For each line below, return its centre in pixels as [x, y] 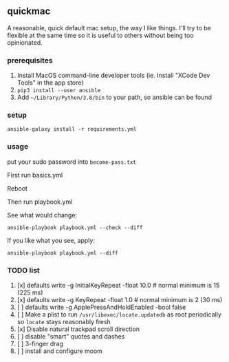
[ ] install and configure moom [60, 351]
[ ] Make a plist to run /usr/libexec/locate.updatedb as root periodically [119, 315]
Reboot [17, 188]
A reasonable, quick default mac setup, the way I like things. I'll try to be [109, 28]
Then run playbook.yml [40, 202]
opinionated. [25, 42]
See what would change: [42, 215]
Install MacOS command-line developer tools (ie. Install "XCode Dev [113, 76]
